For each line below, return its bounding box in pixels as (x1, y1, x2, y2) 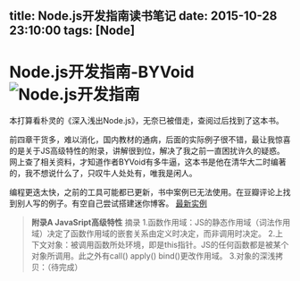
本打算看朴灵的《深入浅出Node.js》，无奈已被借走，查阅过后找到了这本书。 (9, 115, 284, 126)
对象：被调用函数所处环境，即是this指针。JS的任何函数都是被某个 (46, 240, 289, 251)
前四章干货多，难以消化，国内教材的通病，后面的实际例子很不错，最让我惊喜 (9, 134, 291, 145)
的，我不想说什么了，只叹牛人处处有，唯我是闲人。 (9, 168, 197, 179)
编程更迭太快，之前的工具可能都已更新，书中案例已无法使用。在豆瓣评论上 (9, 187, 283, 198)
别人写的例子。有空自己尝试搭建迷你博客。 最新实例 (16, 198, 207, 209)
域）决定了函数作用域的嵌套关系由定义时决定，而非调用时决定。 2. (30, 228, 276, 239)
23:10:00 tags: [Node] (9, 23, 136, 38)
